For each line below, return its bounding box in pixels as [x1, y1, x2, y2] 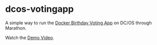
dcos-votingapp [5, 3, 74, 15]
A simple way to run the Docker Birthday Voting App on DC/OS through [5, 20, 152, 26]
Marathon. [5, 25, 27, 31]
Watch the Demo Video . [5, 35, 54, 41]
